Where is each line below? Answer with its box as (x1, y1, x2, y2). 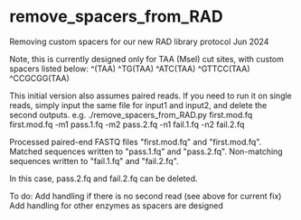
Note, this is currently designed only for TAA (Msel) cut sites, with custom (9, 53, 285, 64)
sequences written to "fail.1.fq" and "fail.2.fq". (9, 155, 179, 166)
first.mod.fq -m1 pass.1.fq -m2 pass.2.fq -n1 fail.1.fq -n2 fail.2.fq (9, 119, 245, 130)
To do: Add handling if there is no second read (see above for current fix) (9, 190, 282, 201)
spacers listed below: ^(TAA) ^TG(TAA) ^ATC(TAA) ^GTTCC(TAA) (9, 63, 250, 74)
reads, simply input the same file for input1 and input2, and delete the (9, 99, 268, 110)
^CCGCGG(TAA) (9, 72, 71, 83)
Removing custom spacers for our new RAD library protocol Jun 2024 (9, 36, 269, 47)
